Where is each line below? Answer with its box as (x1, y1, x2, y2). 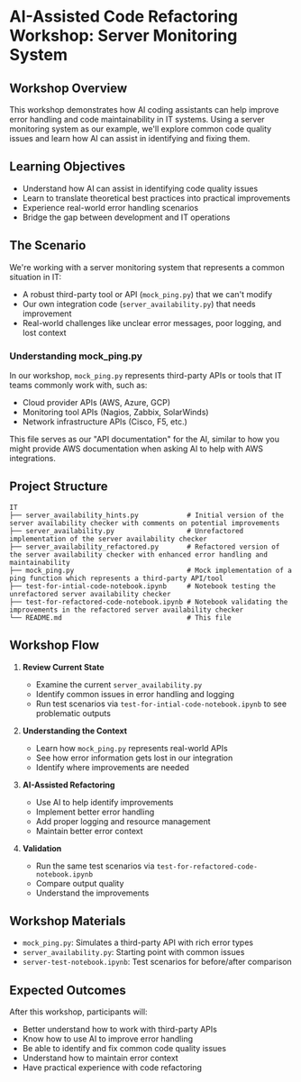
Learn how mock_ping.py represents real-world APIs (35, 742, 228, 753)
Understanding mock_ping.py (9, 350, 142, 362)
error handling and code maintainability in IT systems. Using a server (9, 114, 265, 124)
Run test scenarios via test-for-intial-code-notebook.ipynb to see (35, 698, 287, 709)
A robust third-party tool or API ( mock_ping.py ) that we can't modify (22, 288, 273, 299)
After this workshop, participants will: (9, 1006, 148, 1017)
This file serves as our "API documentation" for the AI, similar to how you (9, 433, 280, 444)
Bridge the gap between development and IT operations (22, 212, 231, 223)
